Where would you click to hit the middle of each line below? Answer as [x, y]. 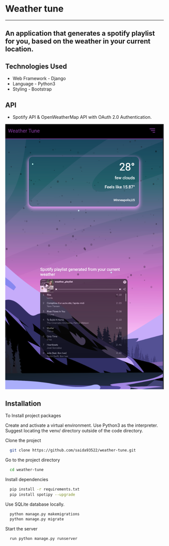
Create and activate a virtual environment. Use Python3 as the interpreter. [82, 425]
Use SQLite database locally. [35, 504]
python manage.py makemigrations [45, 514]
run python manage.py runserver [44, 539]
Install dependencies [27, 479]
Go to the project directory [33, 460]
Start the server [21, 529]
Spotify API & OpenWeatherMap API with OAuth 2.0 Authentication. [82, 117]
